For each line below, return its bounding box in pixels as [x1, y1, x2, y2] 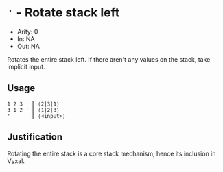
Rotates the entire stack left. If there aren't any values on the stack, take [7, 55, 211, 63]
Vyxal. [7, 156, 25, 165]
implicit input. [7, 62, 46, 71]
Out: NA [16, 42, 40, 50]
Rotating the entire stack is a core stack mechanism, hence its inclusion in [7, 149, 216, 158]
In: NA [16, 34, 36, 42]
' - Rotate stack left [7, 5, 120, 21]
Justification [7, 132, 63, 143]
